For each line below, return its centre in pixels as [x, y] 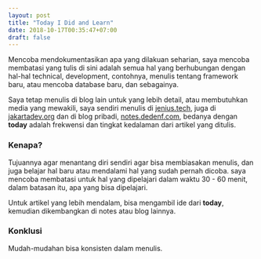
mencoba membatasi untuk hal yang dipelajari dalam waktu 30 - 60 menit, [128, 179]
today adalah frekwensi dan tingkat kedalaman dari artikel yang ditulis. [122, 125]
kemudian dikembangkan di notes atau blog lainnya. [92, 211]
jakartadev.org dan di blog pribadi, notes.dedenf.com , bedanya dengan [123, 117]
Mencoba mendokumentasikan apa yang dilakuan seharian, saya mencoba [129, 60]
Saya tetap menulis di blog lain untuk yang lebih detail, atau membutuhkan [128, 100]
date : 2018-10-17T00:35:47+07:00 [63, 30]
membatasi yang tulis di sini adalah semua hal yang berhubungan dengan [127, 68]
